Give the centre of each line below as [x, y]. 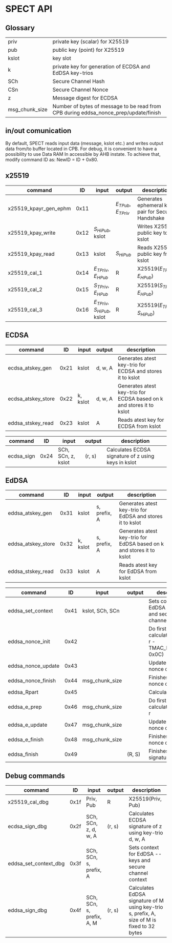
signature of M [146, 901]
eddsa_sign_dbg [27, 910]
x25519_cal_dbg [28, 802]
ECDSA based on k [140, 399]
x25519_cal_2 [25, 290]
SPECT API [29, 9]
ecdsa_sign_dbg [27, 827]
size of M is [143, 920]
